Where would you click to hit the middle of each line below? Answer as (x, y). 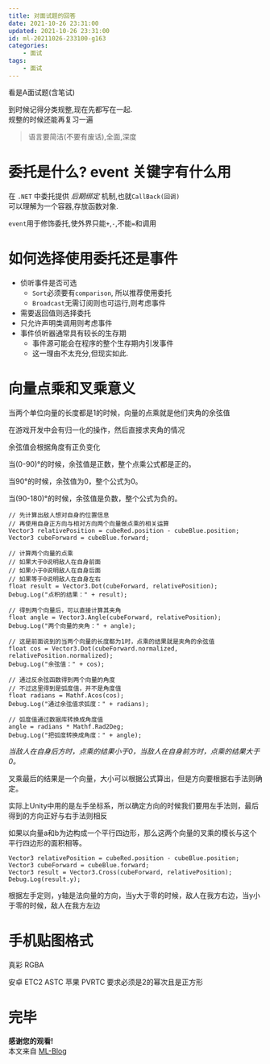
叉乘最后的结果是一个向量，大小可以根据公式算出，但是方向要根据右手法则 (132, 778)
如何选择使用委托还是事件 (93, 258)
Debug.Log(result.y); (45, 879)
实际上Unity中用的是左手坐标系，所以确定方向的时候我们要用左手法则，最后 (134, 805)
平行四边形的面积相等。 (47, 842)
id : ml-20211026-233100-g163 (57, 38)
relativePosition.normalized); (61, 655)
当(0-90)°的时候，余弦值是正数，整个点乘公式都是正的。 (102, 463)
